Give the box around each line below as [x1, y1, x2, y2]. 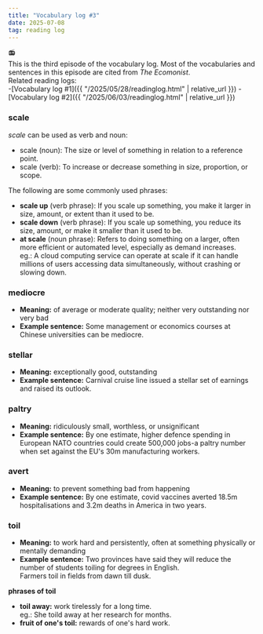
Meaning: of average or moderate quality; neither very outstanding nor [19, 304, 250, 314]
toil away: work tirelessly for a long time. [19, 602, 152, 611]
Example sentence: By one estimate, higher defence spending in [19, 429, 231, 439]
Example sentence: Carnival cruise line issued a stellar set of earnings [19, 376, 249, 385]
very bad [19, 313, 49, 322]
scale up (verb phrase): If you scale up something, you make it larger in [19, 201, 251, 210]
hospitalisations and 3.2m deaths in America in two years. [19, 500, 206, 510]
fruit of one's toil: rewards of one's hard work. [19, 618, 170, 628]
